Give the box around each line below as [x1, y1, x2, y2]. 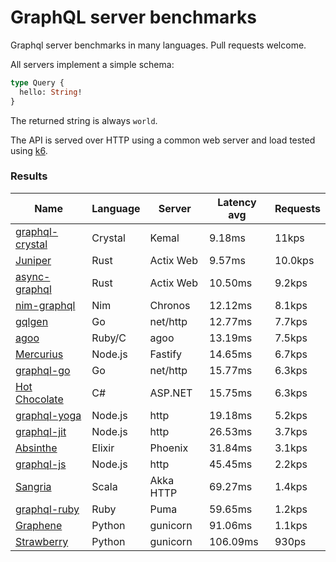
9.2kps [274, 276, 308, 290]
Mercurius [15, 347, 64, 361]
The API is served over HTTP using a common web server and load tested [10, 134, 316, 146]
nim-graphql [15, 298, 76, 312]
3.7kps [274, 424, 308, 438]
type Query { [10, 77, 65, 88]
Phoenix [149, 441, 189, 455]
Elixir [91, 441, 115, 455]
